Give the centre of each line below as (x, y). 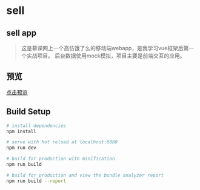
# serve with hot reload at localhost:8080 (62, 142)
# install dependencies (36, 126)
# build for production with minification (61, 159)
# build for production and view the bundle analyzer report (85, 175)
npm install (21, 131)
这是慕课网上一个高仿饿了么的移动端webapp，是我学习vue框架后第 (105, 48)
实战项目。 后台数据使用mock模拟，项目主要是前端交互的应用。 (106, 56)
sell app (22, 33)
